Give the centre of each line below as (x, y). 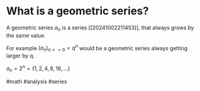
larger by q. (20, 56)
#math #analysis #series (37, 81)
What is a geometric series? (78, 11)
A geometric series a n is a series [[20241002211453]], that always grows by (100, 28)
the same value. (26, 35)
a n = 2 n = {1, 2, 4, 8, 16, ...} (38, 69)
